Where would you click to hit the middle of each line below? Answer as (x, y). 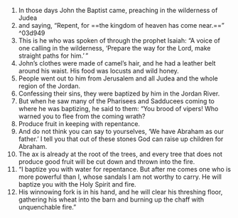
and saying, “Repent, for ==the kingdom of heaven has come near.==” (121, 25)
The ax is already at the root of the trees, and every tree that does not (120, 154)
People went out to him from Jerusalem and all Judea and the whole (118, 78)
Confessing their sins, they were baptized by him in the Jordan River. (119, 93)
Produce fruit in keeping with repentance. (79, 124)
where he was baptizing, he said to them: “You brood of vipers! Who (118, 109)
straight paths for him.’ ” (53, 56)
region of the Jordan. (49, 86)
